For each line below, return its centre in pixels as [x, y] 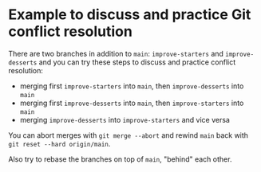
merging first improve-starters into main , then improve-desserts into [132, 86]
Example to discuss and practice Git [130, 15]
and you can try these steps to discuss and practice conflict [137, 62]
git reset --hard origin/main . [59, 143]
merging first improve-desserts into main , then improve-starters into [132, 103]
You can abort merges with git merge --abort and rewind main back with [129, 135]
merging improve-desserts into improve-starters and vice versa [125, 119]
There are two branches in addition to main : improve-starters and [116, 53]
